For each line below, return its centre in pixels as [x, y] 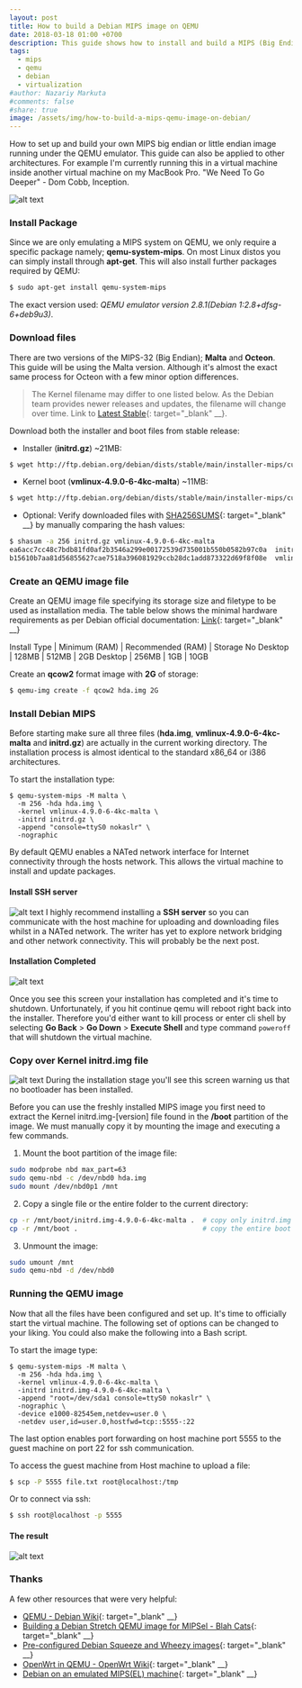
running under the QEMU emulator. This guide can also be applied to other [147, 153]
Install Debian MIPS [53, 714]
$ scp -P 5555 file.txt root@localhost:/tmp [94, 1482]
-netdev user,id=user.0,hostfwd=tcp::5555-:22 [106, 1421]
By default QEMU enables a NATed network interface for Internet [129, 852]
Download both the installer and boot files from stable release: [124, 431]
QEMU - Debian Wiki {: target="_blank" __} [100, 1616]
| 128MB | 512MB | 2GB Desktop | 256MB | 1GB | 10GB [109, 657]
